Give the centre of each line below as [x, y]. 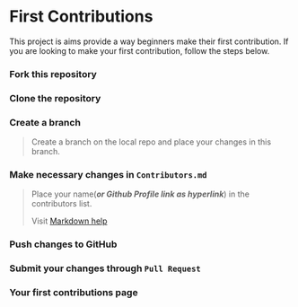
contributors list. [61, 204]
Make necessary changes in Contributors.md [108, 175]
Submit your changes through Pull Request [105, 268]
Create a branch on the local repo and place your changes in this [151, 142]
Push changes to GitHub [63, 244]
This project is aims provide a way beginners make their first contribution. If [149, 41]
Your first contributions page [74, 293]
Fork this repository [53, 74]
